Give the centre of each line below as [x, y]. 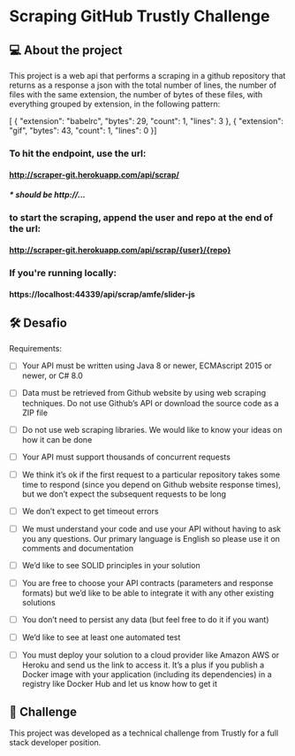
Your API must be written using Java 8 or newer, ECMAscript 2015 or [147, 366]
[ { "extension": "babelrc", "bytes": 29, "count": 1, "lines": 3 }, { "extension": [147, 121]
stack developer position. [55, 742]
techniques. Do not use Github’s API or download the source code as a [151, 403]
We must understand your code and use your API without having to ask [151, 528]
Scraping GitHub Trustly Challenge [140, 16]
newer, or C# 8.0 [53, 376]
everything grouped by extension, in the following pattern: [115, 104]
